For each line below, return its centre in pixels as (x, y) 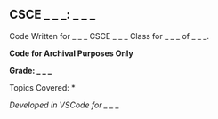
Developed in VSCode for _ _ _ (65, 105)
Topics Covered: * (42, 87)
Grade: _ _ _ (30, 70)
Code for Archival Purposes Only (71, 53)
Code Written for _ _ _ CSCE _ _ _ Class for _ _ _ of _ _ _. (109, 36)
